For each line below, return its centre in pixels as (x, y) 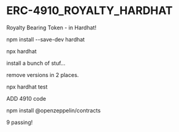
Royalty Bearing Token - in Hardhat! (51, 28)
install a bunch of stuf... (36, 63)
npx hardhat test (27, 87)
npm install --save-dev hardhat (46, 39)
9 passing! (20, 122)
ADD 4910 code (26, 98)
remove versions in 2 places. (43, 75)
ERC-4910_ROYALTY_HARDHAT (89, 11)
